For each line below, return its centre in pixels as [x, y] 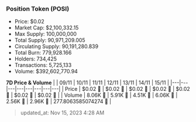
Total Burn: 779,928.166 [43, 53]
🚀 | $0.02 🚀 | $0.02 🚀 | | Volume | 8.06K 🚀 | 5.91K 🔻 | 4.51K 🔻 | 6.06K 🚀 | [92, 95]
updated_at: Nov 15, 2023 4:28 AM [62, 113]
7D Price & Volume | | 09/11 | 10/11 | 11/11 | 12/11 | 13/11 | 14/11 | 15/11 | [88, 83]
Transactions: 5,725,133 [43, 65]
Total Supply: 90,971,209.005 [50, 40]
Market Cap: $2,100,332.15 [47, 28]
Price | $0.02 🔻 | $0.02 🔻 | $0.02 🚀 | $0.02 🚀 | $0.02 [128, 89]
